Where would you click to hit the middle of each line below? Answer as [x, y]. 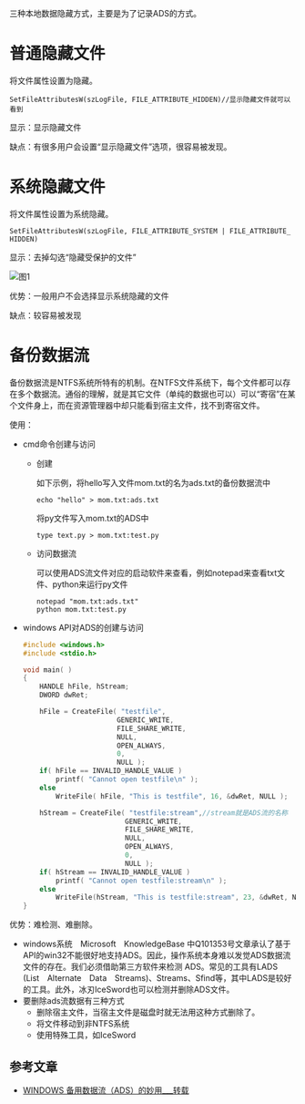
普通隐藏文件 [58, 54]
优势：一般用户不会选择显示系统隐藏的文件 [89, 295]
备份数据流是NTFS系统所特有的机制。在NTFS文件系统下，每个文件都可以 [146, 382]
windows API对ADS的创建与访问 [83, 627]
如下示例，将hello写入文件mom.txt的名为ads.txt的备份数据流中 [153, 482]
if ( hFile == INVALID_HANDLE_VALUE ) [111, 771]
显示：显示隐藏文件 [46, 127]
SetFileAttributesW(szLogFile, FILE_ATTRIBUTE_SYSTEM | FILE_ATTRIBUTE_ [150, 231]
